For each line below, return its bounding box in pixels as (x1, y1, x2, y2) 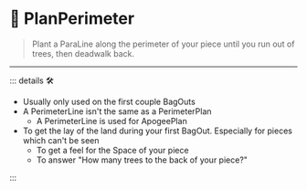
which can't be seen (22, 134, 100, 145)
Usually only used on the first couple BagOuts (22, 96, 196, 107)
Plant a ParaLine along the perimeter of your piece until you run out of (31, 38, 295, 49)
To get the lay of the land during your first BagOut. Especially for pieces (22, 125, 292, 136)
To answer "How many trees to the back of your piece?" (36, 154, 249, 165)
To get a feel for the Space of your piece (36, 144, 189, 155)
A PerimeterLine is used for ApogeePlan (36, 115, 187, 126)
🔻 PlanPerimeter (9, 8, 135, 29)
